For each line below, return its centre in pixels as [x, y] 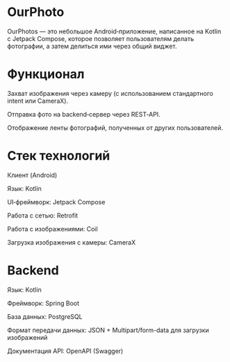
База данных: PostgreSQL [45, 316]
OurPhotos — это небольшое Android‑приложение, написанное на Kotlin [114, 31]
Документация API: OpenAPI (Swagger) [65, 351]
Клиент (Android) [32, 175]
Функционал [46, 74]
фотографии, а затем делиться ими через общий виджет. [92, 46]
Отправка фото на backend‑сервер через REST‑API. [84, 114]
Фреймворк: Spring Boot [43, 303]
